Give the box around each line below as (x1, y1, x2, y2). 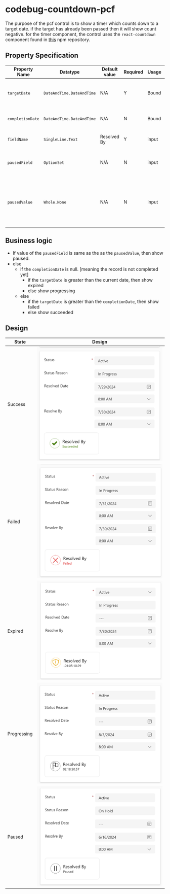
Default (102, 66, 118, 72)
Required (123, 68, 143, 75)
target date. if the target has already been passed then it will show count (5, 25, 157, 31)
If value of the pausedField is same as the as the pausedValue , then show (12, 250, 163, 256)
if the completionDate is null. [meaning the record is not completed (20, 266, 158, 272)
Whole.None (44, 199, 67, 205)
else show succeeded (27, 309, 73, 315)
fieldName (7, 137, 28, 142)
